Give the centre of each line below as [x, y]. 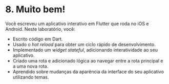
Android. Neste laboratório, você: [40, 29]
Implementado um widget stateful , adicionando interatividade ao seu [85, 50]
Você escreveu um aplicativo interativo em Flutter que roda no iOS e [77, 24]
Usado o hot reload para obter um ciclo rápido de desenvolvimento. [84, 44]
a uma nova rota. [30, 66]
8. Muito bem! [35, 9]
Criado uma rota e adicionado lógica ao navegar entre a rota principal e [88, 60]
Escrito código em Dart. [38, 39]
